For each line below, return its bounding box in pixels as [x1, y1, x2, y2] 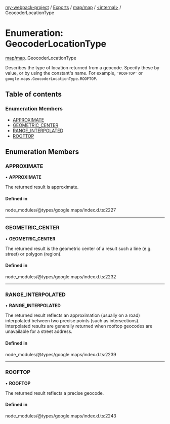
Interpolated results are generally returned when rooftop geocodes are [5, 323, 153, 329]
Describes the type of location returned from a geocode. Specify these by [5, 64, 159, 70]
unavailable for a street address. [5, 328, 72, 334]
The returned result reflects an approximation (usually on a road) [5, 312, 140, 318]
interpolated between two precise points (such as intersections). [5, 318, 140, 324]
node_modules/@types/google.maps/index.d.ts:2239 [5, 351, 116, 357]
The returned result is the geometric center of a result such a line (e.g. [5, 245, 152, 251]
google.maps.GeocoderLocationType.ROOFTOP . [5, 75, 98, 81]
